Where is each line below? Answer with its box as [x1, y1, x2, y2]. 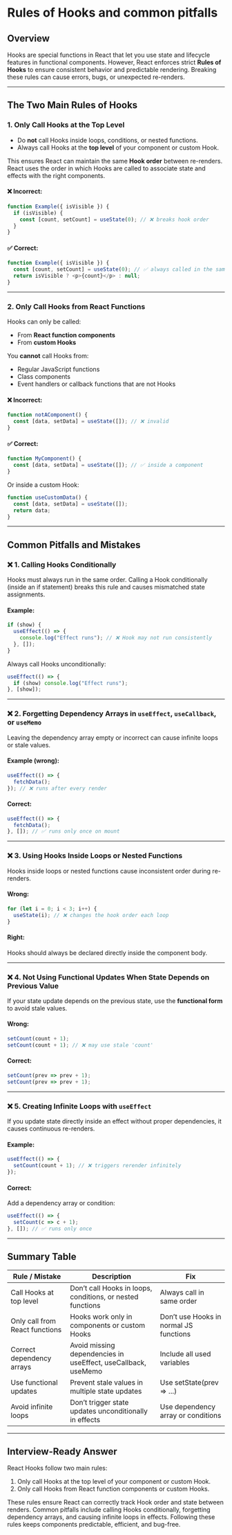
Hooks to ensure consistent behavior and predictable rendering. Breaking [7, 66, 217, 73]
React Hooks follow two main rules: [7, 1464, 108, 1473]
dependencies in [70, 1349, 124, 1358]
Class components [17, 373, 71, 381]
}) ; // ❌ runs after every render [7, 785, 108, 792]
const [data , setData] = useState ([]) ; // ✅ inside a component [13, 462, 204, 469]
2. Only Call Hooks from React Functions [7, 301, 146, 311]
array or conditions [159, 1410, 222, 1420]
